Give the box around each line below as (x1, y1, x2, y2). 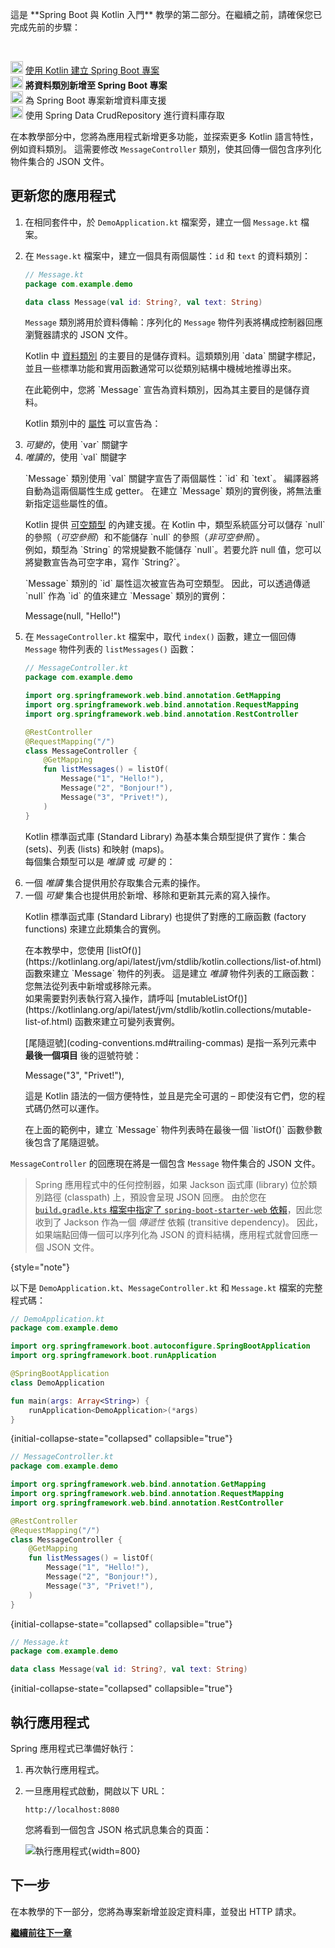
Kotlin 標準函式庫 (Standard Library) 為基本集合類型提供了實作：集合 (24, 830, 307, 842)
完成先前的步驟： (10, 21, 81, 33)
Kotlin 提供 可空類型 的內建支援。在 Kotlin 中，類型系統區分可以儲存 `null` (24, 519, 326, 531)
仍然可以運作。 (42, 1102, 105, 1114)
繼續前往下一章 (10, 1926, 72, 1938)
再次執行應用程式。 (24, 1764, 105, 1775)
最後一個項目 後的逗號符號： (24, 1049, 142, 1061)
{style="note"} (10, 1261, 71, 1273)
